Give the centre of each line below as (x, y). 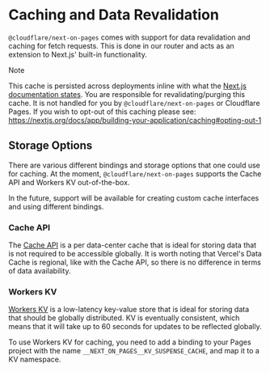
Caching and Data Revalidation (114, 15)
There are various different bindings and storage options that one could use (134, 165)
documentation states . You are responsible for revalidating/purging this (127, 94)
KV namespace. (35, 359)
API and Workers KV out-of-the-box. (69, 182)
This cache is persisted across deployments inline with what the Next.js (127, 86)
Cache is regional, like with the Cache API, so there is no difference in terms (135, 262)
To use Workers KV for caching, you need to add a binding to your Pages (130, 342)
